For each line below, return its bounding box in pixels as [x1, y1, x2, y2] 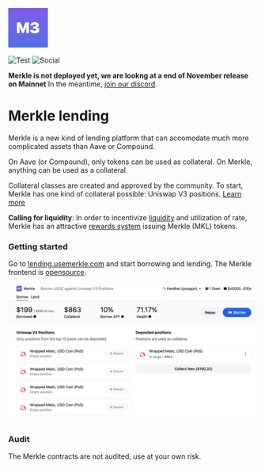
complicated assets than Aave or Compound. [8, 141, 156, 151]
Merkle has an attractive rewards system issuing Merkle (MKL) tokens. [8, 221, 238, 231]
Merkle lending [8, 107, 109, 125]
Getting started [8, 241, 69, 252]
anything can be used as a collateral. [8, 165, 128, 174]
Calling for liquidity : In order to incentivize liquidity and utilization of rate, [8, 212, 248, 222]
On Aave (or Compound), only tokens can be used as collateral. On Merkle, [8, 157, 253, 166]
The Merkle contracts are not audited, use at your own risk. [8, 452, 202, 461]
